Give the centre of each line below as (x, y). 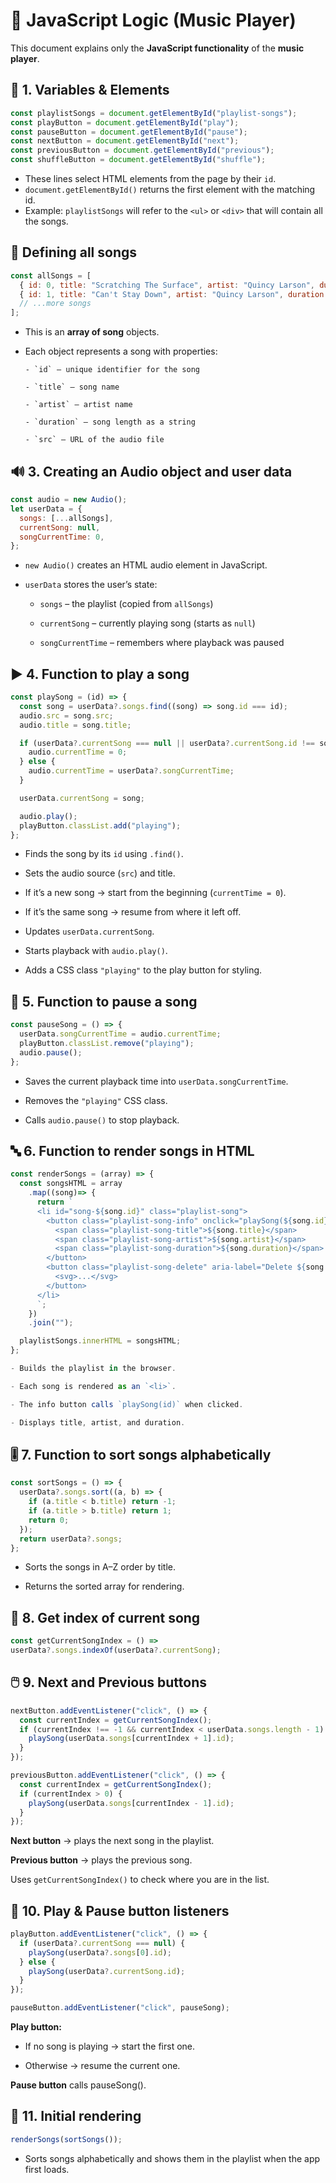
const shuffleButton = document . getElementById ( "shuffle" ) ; (138, 160)
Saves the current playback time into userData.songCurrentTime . (156, 1081)
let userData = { (46, 509)
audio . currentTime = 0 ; (78, 752)
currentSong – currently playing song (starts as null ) (147, 623)
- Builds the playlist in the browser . (93, 1369)
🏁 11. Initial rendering (76, 2116)
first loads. (47, 2169)
